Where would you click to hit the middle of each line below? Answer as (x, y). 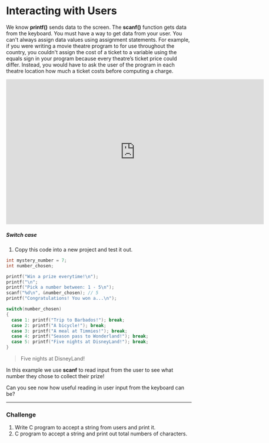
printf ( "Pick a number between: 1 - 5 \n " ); (60, 287)
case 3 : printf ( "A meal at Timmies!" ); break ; (69, 331)
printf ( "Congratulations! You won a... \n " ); (62, 299)
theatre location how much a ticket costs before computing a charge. (90, 71)
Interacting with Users (62, 11)
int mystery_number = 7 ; (36, 260)
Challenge (21, 415)
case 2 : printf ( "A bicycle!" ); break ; (59, 325)
